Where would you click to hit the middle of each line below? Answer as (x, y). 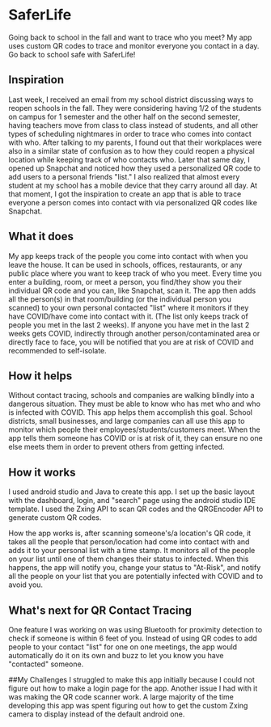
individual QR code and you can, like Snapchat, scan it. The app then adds (132, 290)
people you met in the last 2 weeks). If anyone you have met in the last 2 (129, 324)
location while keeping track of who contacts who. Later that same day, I (129, 159)
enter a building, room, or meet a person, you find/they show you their (125, 281)
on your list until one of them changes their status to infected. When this (129, 559)
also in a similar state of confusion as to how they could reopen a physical (131, 150)
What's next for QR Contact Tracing (100, 610)
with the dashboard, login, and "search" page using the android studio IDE (132, 501)
